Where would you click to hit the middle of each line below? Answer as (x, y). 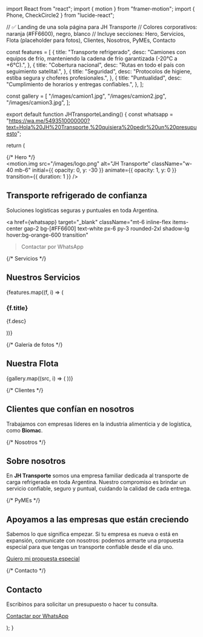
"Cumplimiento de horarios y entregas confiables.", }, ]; (75, 84)
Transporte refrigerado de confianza (77, 196)
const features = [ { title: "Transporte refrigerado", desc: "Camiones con (96, 52)
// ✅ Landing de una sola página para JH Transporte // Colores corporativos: (102, 27)
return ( (16, 145)
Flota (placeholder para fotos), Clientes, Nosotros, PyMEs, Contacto (91, 40)
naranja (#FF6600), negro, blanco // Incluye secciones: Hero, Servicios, (96, 34)
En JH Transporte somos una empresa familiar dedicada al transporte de (98, 475)
